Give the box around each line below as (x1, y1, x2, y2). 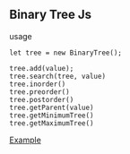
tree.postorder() (9, 95, 74, 104)
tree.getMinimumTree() (9, 111, 94, 120)
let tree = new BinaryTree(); (9, 48, 123, 57)
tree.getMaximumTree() (9, 118, 94, 128)
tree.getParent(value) (9, 103, 94, 112)
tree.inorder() (9, 80, 66, 89)
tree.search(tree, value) (9, 72, 106, 81)
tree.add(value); (9, 64, 74, 73)
